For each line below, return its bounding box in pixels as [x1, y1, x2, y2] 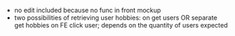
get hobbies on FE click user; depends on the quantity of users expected [14, 21, 228, 29]
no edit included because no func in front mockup [14, 6, 162, 14]
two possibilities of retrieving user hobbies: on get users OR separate [14, 13, 218, 22]
